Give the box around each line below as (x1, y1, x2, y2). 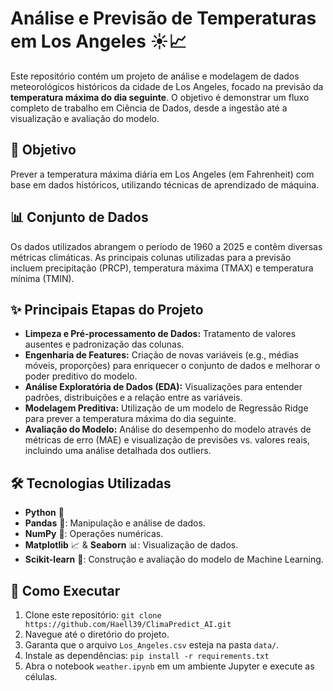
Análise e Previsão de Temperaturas (10, 7, 317, 30)
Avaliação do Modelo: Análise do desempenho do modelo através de (24, 423, 312, 436)
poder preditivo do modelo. (24, 370, 138, 382)
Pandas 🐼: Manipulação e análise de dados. (24, 517, 206, 529)
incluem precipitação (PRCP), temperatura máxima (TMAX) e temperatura (10, 262, 314, 274)
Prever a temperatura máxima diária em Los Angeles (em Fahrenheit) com (10, 168, 315, 180)
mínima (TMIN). (10, 272, 75, 284)
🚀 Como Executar (10, 582, 121, 599)
